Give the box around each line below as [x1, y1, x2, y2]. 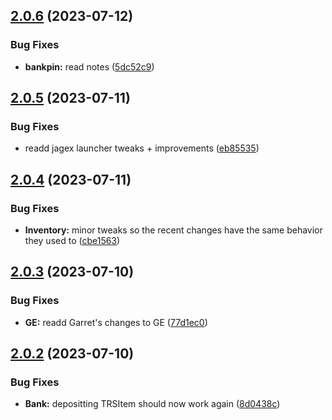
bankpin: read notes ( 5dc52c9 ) [24, 60, 155, 73]
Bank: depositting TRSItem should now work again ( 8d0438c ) [24, 398, 281, 410]
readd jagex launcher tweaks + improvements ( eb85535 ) [24, 142, 260, 154]
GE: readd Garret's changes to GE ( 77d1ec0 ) [24, 316, 208, 328]
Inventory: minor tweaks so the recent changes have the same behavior [24, 224, 323, 236]
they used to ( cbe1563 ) [24, 235, 121, 247]
